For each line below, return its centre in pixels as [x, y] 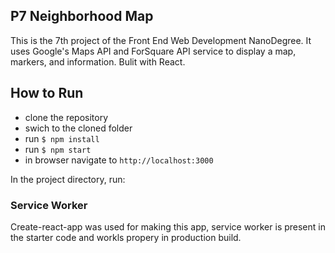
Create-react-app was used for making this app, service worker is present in [168, 226]
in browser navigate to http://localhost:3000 [119, 160]
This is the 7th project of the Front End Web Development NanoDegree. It [161, 40]
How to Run [47, 93]
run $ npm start [58, 149]
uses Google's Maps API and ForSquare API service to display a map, [153, 51]
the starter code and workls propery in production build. [126, 237]
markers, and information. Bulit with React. [98, 61]
